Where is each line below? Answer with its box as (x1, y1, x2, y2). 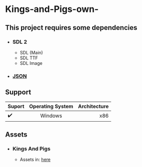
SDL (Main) (19, 49, 43, 55)
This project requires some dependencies (5, 23, 138, 32)
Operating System (29, 103, 74, 110)
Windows (40, 112, 62, 119)
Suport (7, 103, 25, 110)
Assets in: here (19, 157, 51, 163)
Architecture (78, 103, 109, 110)
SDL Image (19, 60, 43, 66)
